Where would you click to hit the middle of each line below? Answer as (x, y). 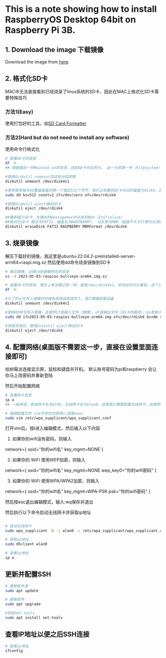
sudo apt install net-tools (34, 618)
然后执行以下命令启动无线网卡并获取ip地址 (48, 512)
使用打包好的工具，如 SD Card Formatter (46, 124)
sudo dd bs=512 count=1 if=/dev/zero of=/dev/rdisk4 (61, 195)
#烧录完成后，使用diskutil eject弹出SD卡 (44, 326)
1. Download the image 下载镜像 (54, 50)
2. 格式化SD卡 (26, 78)
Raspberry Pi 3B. (40, 30)
